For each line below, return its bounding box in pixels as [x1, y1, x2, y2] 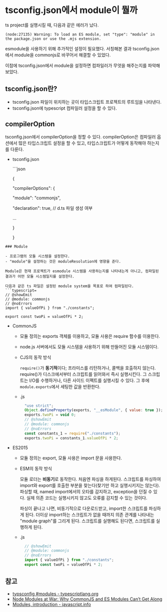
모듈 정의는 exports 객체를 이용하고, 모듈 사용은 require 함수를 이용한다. [19, 333, 161, 339]
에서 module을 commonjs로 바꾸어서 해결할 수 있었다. [5, 52, 111, 58]
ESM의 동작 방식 [19, 465, 52, 471]
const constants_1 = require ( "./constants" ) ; [24, 431, 121, 436]
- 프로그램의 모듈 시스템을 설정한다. [5, 254, 70, 259]
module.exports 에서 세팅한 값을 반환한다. [19, 383, 101, 389]
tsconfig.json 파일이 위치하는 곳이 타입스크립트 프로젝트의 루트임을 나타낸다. [12, 99, 162, 105]
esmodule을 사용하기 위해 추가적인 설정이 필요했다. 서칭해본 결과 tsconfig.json [5, 45, 160, 51]
